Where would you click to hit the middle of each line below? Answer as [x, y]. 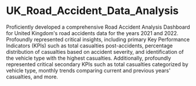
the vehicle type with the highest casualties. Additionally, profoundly [89, 58]
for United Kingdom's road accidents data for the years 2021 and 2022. [92, 33]
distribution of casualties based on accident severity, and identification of [95, 51]
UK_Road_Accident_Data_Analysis [92, 11]
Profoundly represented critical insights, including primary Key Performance [98, 39]
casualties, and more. [32, 77]
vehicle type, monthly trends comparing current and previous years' [88, 70]
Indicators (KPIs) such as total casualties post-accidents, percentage [89, 46]
